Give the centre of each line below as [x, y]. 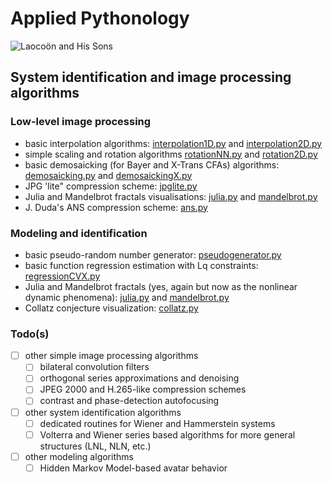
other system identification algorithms [103, 412]
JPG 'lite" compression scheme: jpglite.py [111, 186]
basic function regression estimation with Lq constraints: [141, 265]
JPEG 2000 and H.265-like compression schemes [143, 389]
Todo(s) [30, 334]
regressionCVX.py [62, 276]
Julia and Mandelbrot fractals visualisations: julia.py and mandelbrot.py [171, 196]
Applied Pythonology [100, 18]
